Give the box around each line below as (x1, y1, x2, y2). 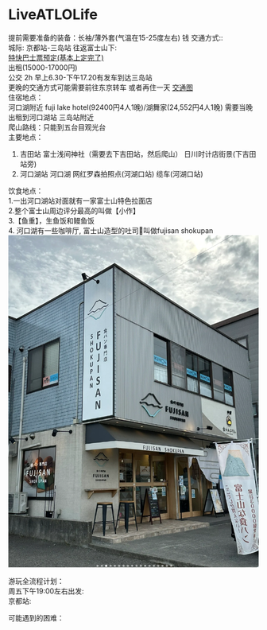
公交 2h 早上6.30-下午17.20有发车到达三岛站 (8, 72, 153, 82)
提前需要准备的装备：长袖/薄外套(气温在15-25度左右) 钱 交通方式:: (8, 33, 224, 42)
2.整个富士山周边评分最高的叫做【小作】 (8, 205, 141, 216)
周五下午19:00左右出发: (8, 586, 85, 596)
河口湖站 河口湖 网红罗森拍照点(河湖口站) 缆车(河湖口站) (19, 169, 204, 178)
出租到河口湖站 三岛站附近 (8, 112, 94, 122)
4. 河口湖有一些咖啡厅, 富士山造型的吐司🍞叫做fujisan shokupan (8, 225, 214, 235)
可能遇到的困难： (8, 613, 64, 623)
